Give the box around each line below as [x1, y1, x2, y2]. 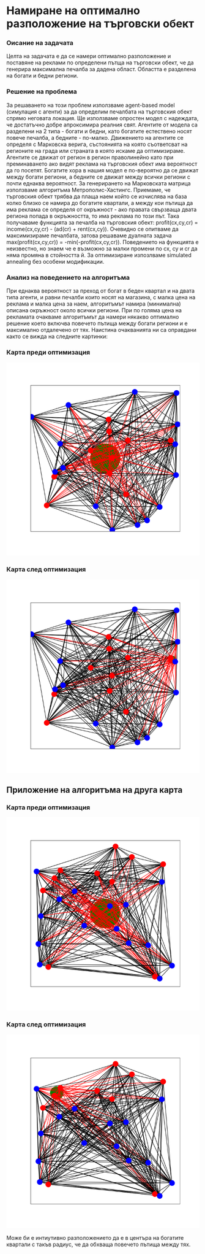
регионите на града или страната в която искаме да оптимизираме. [6, 147, 185, 154]
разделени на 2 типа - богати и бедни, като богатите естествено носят [6, 127, 193, 135]
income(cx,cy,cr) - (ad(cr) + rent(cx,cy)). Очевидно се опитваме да [6, 225, 179, 233]
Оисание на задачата [6, 39, 73, 47]
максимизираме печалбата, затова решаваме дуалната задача [6, 231, 173, 239]
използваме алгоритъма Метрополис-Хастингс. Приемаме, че [6, 186, 171, 193]
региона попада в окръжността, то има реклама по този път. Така [6, 212, 179, 220]
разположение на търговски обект [6, 17, 195, 31]
